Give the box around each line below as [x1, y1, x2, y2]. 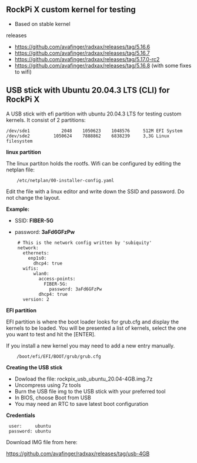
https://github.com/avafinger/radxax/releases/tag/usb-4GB [6, 450, 150, 457]
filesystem [6, 138, 33, 144]
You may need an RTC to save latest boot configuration [14, 400, 149, 407]
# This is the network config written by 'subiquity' [17, 240, 152, 246]
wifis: [22, 265, 39, 272]
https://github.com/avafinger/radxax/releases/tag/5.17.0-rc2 [14, 55, 160, 62]
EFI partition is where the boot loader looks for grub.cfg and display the [6, 318, 179, 325]
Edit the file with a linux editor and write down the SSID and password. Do [6, 188, 185, 195]
